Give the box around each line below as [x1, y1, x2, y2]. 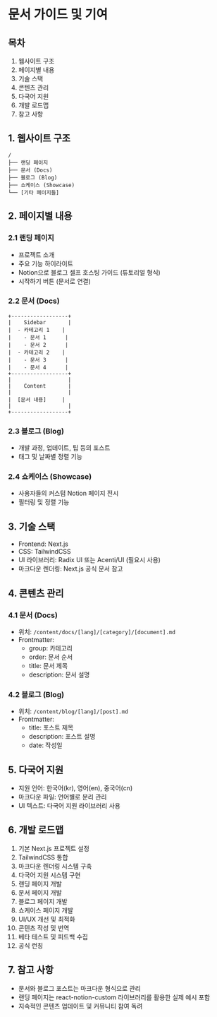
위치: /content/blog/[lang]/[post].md [18, 707, 129, 715]
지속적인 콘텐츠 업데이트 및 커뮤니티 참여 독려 [18, 1001, 143, 1010]
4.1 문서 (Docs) [8, 610, 58, 620]
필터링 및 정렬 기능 [18, 498, 70, 506]
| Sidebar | [8, 319, 72, 326]
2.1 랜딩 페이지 [8, 233, 55, 243]
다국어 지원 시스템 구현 [18, 870, 81, 879]
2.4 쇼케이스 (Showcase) [8, 472, 92, 482]
